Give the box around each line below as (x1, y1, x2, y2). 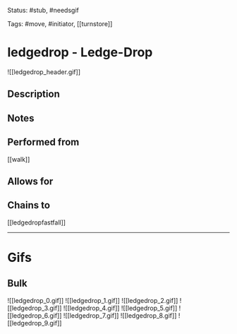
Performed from (7, 136, 80, 148)
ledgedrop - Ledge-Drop (7, 44, 153, 61)
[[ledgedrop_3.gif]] (7, 304, 62, 312)
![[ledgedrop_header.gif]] (7, 67, 81, 76)
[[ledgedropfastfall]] (7, 218, 66, 227)
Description (7, 88, 60, 100)
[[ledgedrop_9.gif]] (7, 318, 62, 327)
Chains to (7, 199, 51, 211)
